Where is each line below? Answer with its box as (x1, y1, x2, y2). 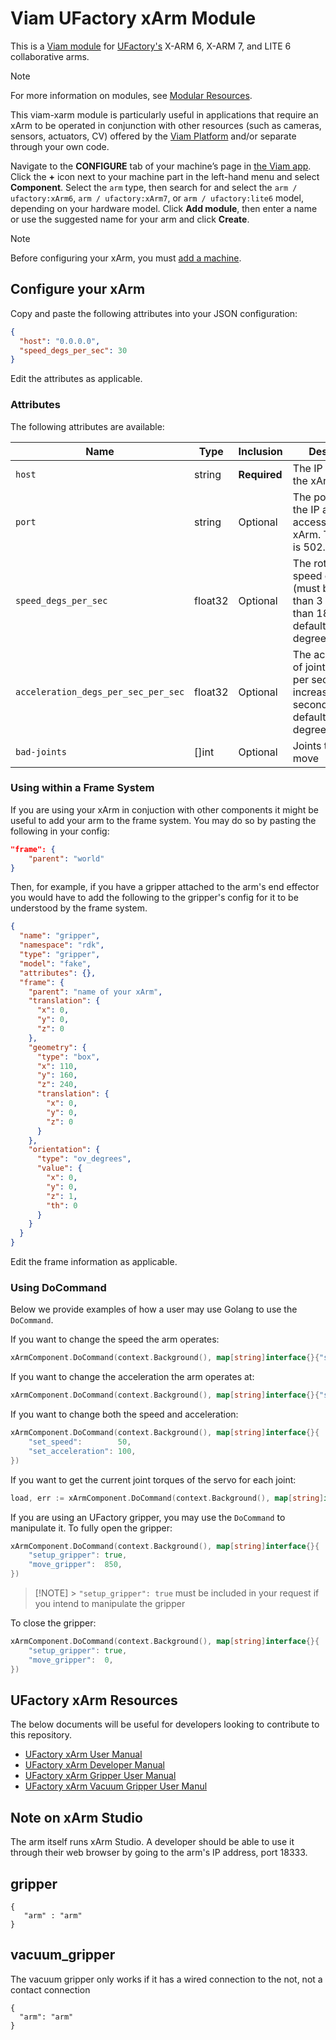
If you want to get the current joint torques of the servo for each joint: (10, 1473, 297, 1486)
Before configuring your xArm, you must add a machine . (10, 252, 242, 264)
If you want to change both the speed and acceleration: (10, 1408, 239, 1421)
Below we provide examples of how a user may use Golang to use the (10, 1303, 298, 1316)
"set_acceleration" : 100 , (28, 1446, 137, 1456)
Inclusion (238, 444, 283, 458)
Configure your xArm (10, 281, 146, 298)
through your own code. (10, 140, 110, 152)
